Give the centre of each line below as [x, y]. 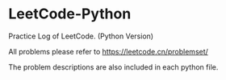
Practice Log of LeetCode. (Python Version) [81, 36]
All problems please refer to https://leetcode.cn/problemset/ [108, 51]
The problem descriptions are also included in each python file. [113, 67]
